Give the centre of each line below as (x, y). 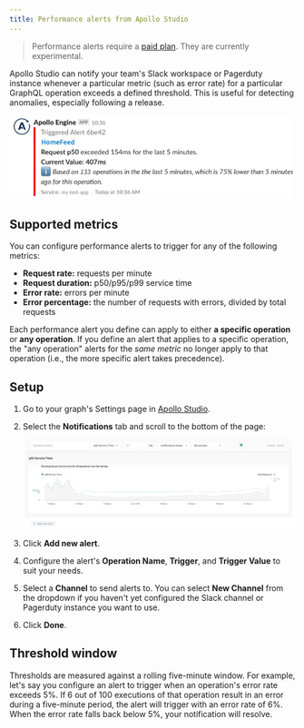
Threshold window (64, 654)
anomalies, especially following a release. (87, 102)
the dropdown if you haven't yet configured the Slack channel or (143, 598)
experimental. (57, 55)
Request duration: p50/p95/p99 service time (107, 283)
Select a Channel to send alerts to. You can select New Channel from (153, 588)
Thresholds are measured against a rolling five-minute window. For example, (152, 675)
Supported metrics (64, 224)
